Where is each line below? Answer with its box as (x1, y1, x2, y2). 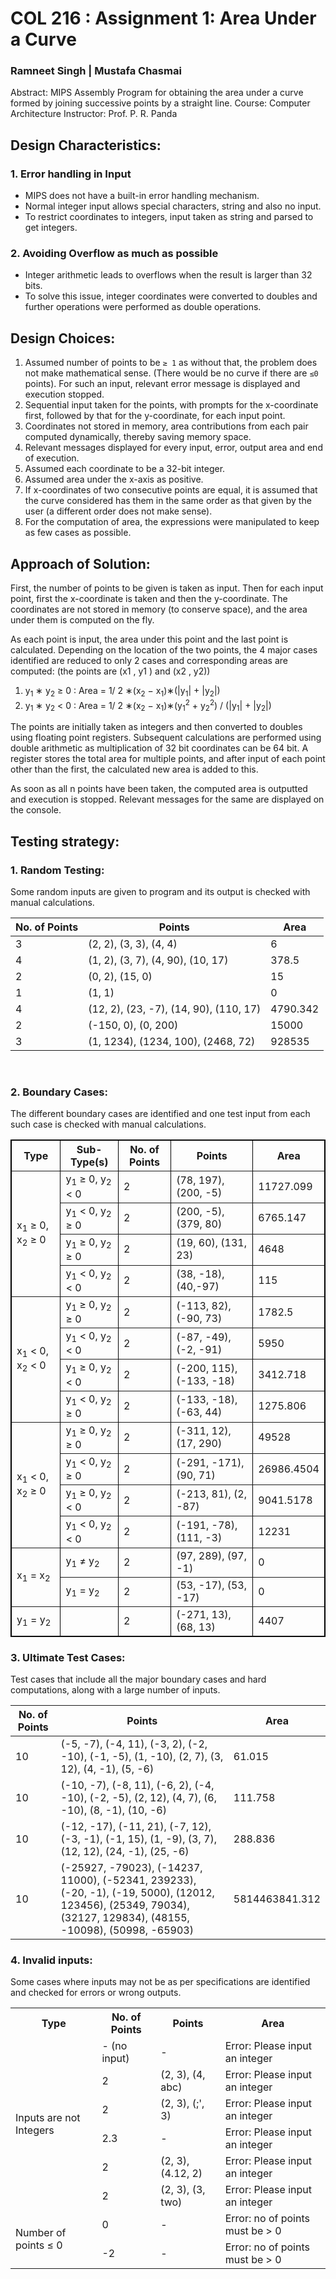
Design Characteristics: (10, 137, 162, 154)
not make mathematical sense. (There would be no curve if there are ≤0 (24, 367, 319, 379)
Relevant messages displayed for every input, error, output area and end (24, 442, 323, 454)
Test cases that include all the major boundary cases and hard (10, 1673, 267, 1685)
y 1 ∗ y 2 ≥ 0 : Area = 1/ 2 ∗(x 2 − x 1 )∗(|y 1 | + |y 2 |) (24, 685, 221, 699)
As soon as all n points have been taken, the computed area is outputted (10, 783, 308, 795)
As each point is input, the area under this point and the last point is (10, 633, 289, 646)
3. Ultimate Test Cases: (10, 1650, 126, 1664)
